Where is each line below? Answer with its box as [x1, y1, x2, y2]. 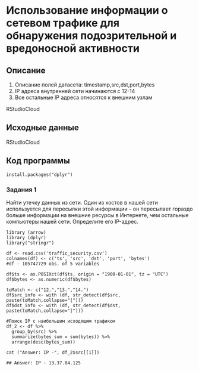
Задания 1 [6, 185, 37, 194]
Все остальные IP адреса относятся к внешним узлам [14, 94, 153, 101]
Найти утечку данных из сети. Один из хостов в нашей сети [6, 199, 159, 206]
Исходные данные [6, 123, 79, 133]
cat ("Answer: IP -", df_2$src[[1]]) [6, 350, 100, 355]
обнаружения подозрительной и [6, 29, 177, 42]
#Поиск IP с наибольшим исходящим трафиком [6, 318, 116, 324]
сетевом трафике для [6, 16, 120, 30]
